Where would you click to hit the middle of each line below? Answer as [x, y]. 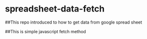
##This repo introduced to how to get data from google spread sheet [74, 22]
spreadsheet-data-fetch [55, 9]
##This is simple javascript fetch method [45, 31]
